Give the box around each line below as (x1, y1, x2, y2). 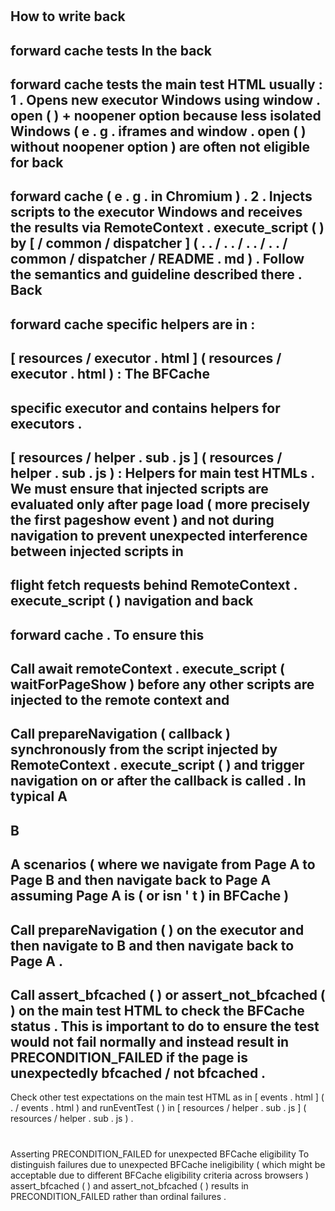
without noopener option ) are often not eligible (10, 138, 311, 155)
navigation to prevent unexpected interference (10, 527, 308, 544)
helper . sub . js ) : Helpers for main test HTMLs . (10, 464, 315, 482)
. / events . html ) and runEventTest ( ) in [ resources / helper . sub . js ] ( (10, 1102, 307, 1114)
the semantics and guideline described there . (10, 266, 303, 283)
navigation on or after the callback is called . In (10, 773, 307, 790)
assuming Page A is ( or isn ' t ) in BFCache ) (10, 888, 290, 905)
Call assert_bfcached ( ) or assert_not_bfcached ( (10, 987, 326, 1004)
